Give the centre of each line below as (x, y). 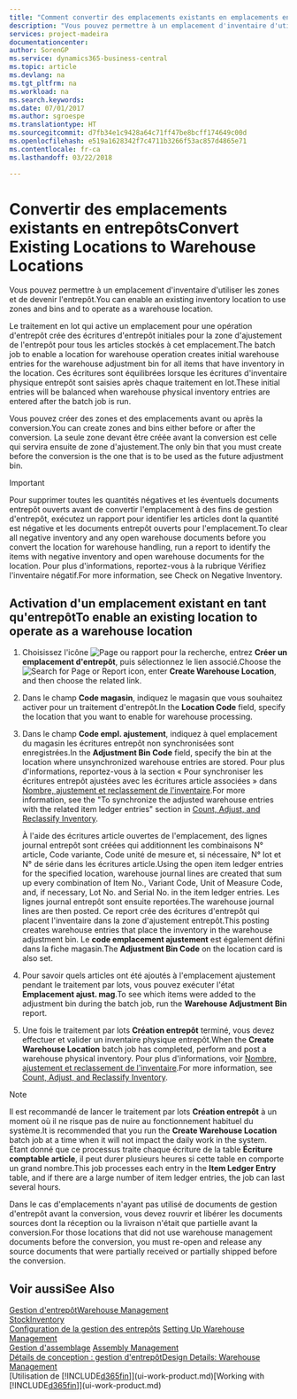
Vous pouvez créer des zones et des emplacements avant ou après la (136, 418)
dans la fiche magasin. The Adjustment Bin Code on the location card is (152, 949)
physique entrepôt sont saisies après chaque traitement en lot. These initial (145, 383)
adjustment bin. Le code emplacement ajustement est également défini (153, 940)
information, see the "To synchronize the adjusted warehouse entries (148, 800)
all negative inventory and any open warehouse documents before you (138, 538)
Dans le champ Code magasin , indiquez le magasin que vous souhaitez (152, 698)
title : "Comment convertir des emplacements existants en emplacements (144, 17)
